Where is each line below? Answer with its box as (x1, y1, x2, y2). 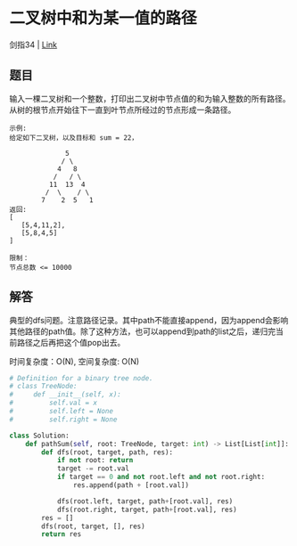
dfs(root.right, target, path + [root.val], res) (56, 505, 238, 514)
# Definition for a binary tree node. (9, 373, 153, 383)
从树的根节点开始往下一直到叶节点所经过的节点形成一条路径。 (9, 104, 236, 115)
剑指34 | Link (9, 39, 58, 50)
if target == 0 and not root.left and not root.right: (56, 473, 266, 482)
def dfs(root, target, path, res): (41, 447, 174, 457)
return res (41, 530, 82, 539)
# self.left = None (9, 407, 114, 416)
